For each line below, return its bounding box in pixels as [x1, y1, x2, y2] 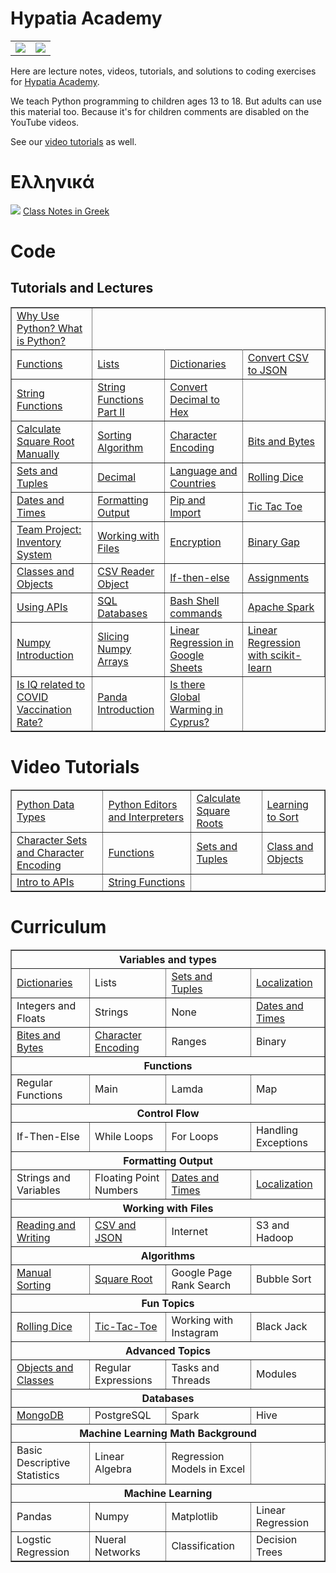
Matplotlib [171, 1509, 219, 1523]
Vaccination [16, 702, 72, 716]
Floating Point [94, 1170, 160, 1184]
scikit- [269, 648, 302, 662]
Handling [255, 1123, 299, 1137]
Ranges [171, 1034, 207, 1048]
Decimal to [169, 392, 220, 406]
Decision [255, 1532, 298, 1546]
